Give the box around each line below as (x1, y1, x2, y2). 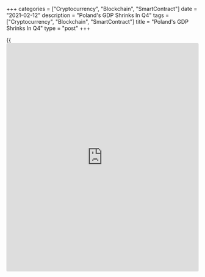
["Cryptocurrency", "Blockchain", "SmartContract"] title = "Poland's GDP (6, 18, 189, 25)
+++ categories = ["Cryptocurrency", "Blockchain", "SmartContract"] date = (6, 5, 198, 12)
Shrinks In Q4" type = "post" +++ (6, 24, 90, 32)
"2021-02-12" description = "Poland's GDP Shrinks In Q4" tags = (6, 12, 170, 19)
